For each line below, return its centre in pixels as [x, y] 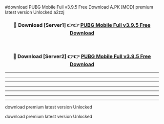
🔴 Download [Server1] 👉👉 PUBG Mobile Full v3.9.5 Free [82, 25]
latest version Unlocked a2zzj [35, 12]
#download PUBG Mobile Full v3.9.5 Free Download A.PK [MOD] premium [79, 7]
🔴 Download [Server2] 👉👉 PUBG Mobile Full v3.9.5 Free [82, 56]
